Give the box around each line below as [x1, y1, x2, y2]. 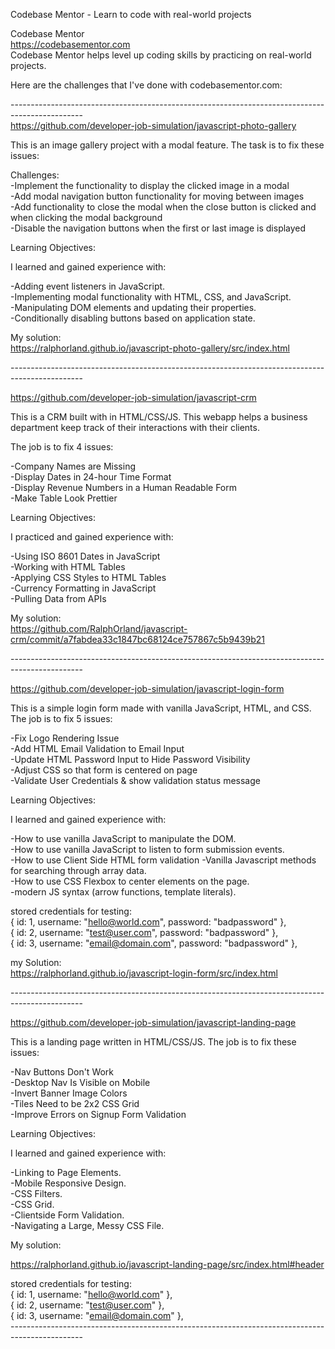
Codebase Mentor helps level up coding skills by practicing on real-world [10, 49, 312, 61]
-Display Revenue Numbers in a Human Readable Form [10, 482, 238, 493]
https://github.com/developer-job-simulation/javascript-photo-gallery [10, 120, 297, 131]
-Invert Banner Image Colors [10, 1087, 128, 1099]
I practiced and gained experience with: [10, 531, 174, 543]
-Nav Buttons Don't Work [10, 1066, 115, 1078]
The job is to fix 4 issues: [10, 441, 114, 453]
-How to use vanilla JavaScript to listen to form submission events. [10, 844, 285, 855]
